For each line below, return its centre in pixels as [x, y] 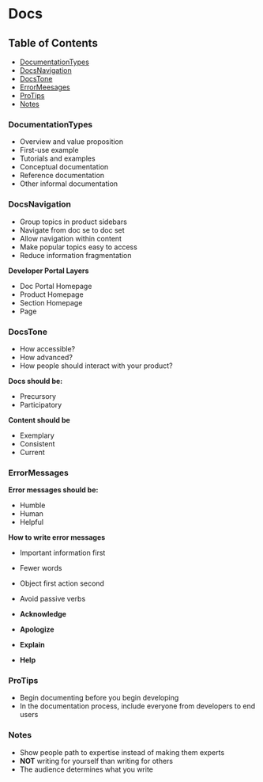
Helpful [32, 522]
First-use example [49, 150]
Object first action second [62, 583]
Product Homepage [52, 294]
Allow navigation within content [71, 238]
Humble [32, 505]
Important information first [62, 553]
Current [32, 452]
